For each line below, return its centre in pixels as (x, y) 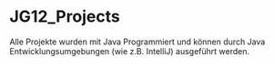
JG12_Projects (65, 17)
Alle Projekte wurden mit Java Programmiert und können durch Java (137, 42)
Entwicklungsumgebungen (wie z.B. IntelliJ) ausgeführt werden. (130, 51)
